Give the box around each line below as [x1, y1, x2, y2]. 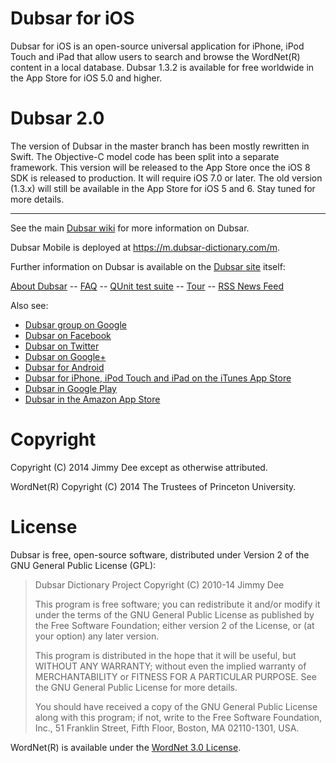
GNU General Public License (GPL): [10, 559, 157, 571]
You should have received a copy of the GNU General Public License [34, 700, 318, 712]
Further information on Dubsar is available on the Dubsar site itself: [10, 260, 286, 272]
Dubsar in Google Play [24, 382, 117, 394]
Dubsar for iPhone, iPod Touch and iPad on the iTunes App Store [24, 372, 292, 384]
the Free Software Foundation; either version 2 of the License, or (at [34, 619, 315, 631]
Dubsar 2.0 [10, 107, 105, 130]
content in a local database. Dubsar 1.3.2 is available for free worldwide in [10, 61, 315, 73]
